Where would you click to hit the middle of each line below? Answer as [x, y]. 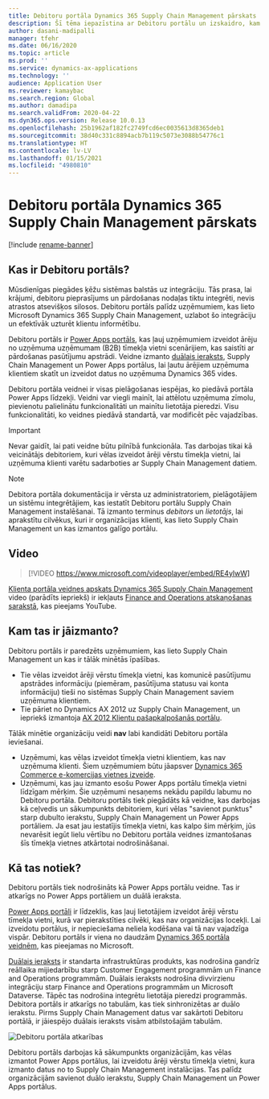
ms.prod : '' [28, 61]
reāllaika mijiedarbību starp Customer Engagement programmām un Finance [135, 970]
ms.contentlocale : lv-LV [50, 151]
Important [24, 430]
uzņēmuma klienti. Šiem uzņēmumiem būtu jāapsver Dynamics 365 [131, 766]
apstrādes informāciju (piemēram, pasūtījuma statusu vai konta [124, 683]
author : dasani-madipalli [51, 31]
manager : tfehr [34, 38]
